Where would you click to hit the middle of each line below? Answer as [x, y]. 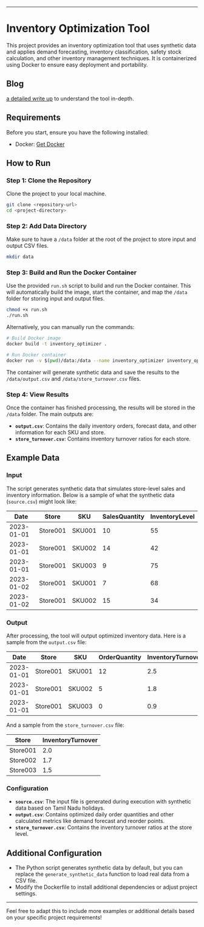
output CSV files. [27, 246]
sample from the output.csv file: [46, 642]
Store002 [23, 760]
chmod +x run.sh [27, 310]
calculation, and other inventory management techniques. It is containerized [101, 58]
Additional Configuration [54, 853]
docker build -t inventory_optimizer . [57, 344]
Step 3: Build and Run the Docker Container [71, 273]
